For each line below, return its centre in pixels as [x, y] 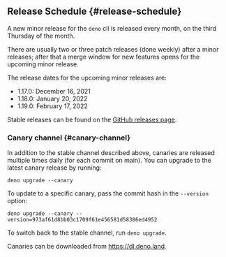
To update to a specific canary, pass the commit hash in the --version [108, 193]
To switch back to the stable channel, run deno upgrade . [87, 233]
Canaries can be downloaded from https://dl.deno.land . [87, 247]
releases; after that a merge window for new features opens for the [104, 57]
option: [17, 201]
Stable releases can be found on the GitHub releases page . [92, 119]
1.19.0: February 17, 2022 [53, 106]
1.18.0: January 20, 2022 [52, 98]
